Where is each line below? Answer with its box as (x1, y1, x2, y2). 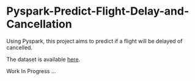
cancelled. (6, 44, 32, 51)
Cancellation (6, 17, 72, 31)
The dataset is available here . (6, 55, 81, 63)
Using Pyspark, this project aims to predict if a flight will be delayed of (6, 37, 183, 44)
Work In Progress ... (6, 67, 56, 74)
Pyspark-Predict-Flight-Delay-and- (6, 4, 189, 18)
